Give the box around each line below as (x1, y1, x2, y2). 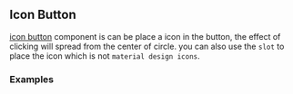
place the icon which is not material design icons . (9, 50, 200, 61)
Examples (9, 72, 55, 85)
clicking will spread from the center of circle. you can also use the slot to (9, 41, 285, 52)
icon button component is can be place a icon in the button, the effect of (9, 31, 281, 42)
